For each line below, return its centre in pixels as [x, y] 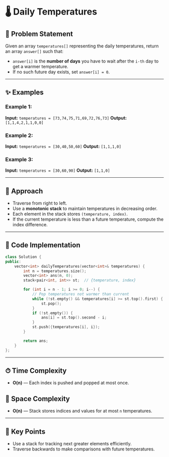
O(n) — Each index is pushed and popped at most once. [71, 383]
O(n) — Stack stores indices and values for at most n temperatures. [82, 411]
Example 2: [19, 135]
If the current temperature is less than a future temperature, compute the [88, 219]
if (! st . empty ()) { [52, 313]
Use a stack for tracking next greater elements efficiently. [72, 443]
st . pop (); [51, 303]
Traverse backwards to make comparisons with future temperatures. [83, 449]
